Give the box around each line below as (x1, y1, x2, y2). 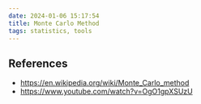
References (8, 56, 68, 70)
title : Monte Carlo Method (8, 19, 100, 27)
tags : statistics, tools (8, 27, 92, 35)
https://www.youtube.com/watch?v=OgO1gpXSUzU (19, 86, 193, 97)
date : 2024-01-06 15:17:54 (8, 11, 100, 20)
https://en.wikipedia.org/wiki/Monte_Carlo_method (19, 78, 190, 88)
